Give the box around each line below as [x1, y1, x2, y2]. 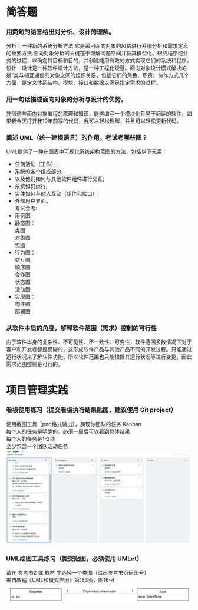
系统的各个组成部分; [14, 168, 64, 175]
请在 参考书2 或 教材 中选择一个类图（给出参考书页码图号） [6, 569, 150, 576]
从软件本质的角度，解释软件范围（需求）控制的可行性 [6, 324, 157, 332]
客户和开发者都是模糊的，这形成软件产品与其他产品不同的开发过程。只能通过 [6, 346, 192, 353]
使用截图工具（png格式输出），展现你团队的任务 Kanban [6, 420, 141, 427]
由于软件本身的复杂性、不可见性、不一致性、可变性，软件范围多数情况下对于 [6, 338, 192, 345]
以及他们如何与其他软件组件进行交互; [14, 175, 105, 183]
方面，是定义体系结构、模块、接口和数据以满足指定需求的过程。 [6, 79, 161, 86]
